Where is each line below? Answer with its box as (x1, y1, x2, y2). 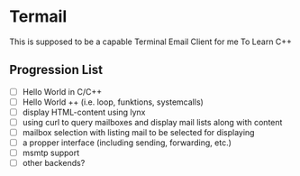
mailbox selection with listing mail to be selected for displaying (22, 127, 255, 137)
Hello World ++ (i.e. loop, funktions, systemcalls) (22, 97, 205, 107)
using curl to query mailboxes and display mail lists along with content (22, 116, 283, 127)
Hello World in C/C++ (22, 86, 102, 97)
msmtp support (22, 147, 80, 159)
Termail (9, 6, 68, 27)
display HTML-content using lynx (22, 107, 146, 117)
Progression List (9, 62, 104, 78)
